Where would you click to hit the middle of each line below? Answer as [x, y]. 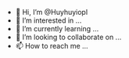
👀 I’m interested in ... [48, 20]
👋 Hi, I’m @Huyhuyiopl [52, 12]
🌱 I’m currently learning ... [57, 29]
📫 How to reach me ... [52, 46]
